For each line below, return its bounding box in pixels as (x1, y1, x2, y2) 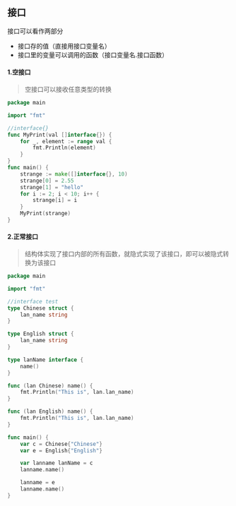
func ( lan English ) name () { (7, 408, 93, 415)
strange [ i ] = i (33, 197, 78, 204)
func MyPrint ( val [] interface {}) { (7, 131, 112, 138)
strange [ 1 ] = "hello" (20, 183, 83, 191)
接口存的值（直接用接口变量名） (17, 42, 111, 50)
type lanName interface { (7, 356, 83, 363)
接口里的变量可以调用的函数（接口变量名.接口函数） (17, 50, 168, 59)
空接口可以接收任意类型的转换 (24, 85, 112, 94)
